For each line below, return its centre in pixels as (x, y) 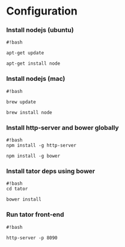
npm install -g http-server (41, 146)
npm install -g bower (33, 156)
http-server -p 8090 (32, 238)
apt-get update (25, 53)
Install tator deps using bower (51, 171)
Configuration (42, 11)
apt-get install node (33, 64)
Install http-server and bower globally (62, 127)
